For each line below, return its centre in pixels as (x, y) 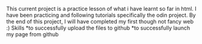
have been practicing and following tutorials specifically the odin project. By (101, 15)
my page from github (32, 34)
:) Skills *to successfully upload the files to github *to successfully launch (98, 28)
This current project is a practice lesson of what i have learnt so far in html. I (102, 9)
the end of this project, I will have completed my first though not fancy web (100, 21)
